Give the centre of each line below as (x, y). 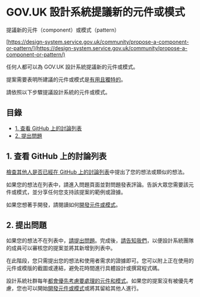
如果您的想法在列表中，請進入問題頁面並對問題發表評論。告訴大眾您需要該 (97, 184)
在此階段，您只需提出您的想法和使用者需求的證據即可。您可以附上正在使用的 (100, 261)
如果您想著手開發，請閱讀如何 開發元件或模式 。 (63, 205)
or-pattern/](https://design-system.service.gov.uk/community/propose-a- (97, 48)
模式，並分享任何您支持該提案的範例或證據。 (71, 192)
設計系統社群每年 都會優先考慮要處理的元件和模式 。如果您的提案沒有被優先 (97, 281)
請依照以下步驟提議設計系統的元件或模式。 (58, 92)
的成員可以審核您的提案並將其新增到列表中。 (61, 248)
